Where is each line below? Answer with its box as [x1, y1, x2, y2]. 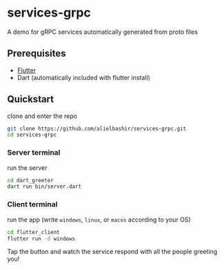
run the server [7, 164, 48, 172]
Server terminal [7, 148, 61, 157]
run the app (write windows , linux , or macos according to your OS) [7, 215, 191, 224]
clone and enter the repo [7, 112, 78, 120]
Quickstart [7, 93, 54, 105]
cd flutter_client [7, 229, 60, 235]
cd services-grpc [7, 131, 57, 139]
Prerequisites [7, 48, 66, 59]
